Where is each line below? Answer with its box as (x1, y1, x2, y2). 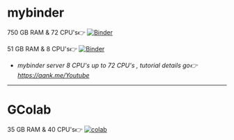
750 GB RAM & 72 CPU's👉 (7, 28, 86, 36)
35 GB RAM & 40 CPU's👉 (7, 125, 83, 133)
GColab (7, 102, 52, 118)
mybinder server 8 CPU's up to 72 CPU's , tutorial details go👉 (17, 61, 198, 69)
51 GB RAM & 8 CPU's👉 (7, 44, 78, 53)
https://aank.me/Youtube (17, 71, 90, 79)
